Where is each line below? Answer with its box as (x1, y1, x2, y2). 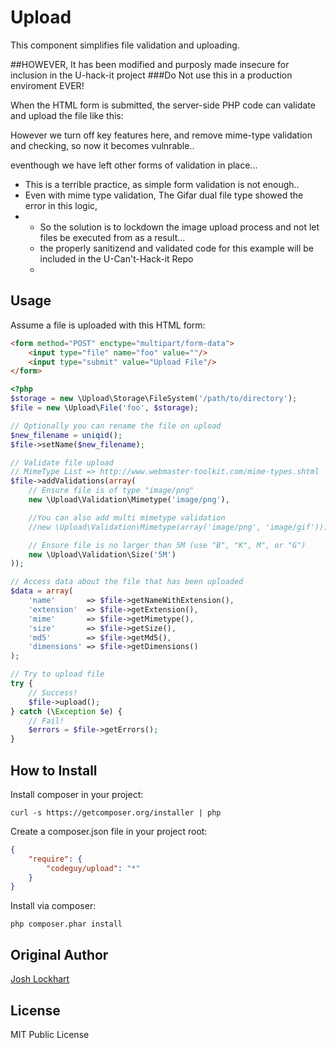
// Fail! (28, 716, 65, 726)
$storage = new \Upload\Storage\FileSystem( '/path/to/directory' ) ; (10, 394, 298, 404)
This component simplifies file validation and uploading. (10, 39, 240, 51)
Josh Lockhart (10, 973, 70, 985)
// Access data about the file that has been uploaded (10, 577, 244, 587)
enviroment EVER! (10, 79, 85, 91)
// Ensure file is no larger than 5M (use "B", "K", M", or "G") (28, 540, 307, 550)
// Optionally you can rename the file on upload (10, 421, 222, 431)
